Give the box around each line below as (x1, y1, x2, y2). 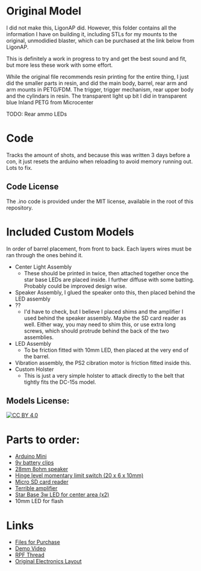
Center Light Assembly (14, 263, 72, 270)
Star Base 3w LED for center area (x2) (14, 491, 110, 498)
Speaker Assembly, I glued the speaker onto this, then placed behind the (14, 289, 196, 296)
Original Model (6, 4, 82, 18)
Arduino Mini (14, 453, 47, 460)
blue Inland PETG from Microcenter (6, 98, 94, 106)
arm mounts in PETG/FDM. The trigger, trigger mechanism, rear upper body (6, 86, 194, 93)
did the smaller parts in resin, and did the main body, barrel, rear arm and (6, 80, 188, 87)
